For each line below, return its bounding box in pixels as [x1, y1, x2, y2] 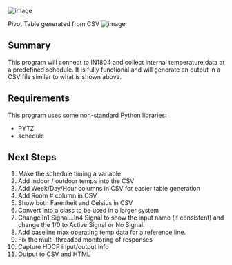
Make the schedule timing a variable [17, 169, 122, 178]
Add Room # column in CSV [17, 191, 97, 200]
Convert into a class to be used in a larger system [17, 206, 159, 215]
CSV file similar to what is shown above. [8, 72, 122, 81]
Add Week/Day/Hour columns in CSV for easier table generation [17, 184, 201, 193]
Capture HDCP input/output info [17, 243, 109, 251]
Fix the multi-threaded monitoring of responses [17, 235, 153, 244]
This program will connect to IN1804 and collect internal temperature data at [8, 58, 225, 66]
